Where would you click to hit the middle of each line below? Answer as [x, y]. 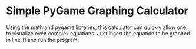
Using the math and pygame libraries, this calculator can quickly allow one [96, 27]
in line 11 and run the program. [43, 40]
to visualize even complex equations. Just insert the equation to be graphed [98, 33]
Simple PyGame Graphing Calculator [97, 11]
